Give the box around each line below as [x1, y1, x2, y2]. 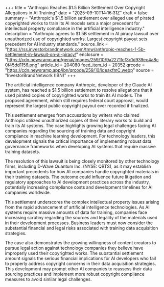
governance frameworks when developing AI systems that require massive [5, 144, 156, 149]
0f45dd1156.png [5, 62, 38, 68]
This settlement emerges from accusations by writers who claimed [5, 112, 140, 118]
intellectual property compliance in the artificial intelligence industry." [5, 26, 145, 31]
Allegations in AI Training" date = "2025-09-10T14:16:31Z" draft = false [5, 10, 148, 16]
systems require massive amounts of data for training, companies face [5, 209, 147, 215]
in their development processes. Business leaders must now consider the [5, 220, 153, 226]
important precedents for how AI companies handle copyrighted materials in [5, 169, 159, 174]
